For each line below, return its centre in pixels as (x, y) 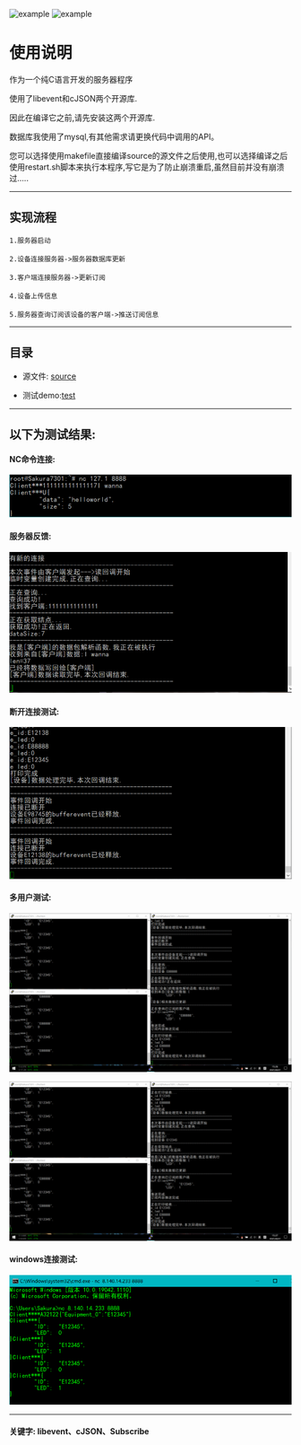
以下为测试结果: (53, 434)
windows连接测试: (44, 1259)
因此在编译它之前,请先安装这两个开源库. (82, 118)
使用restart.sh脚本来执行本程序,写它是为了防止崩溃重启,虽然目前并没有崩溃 (147, 167)
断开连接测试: (34, 711)
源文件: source (49, 376)
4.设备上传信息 (34, 296)
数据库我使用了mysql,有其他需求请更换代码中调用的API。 (114, 136)
